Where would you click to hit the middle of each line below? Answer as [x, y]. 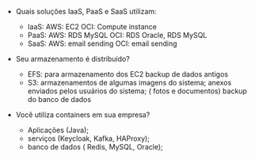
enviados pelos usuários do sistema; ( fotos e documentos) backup [137, 91]
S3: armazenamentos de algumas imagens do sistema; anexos [129, 83]
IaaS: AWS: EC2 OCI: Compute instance [92, 26]
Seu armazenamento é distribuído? [73, 59]
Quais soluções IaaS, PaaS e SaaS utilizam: [86, 11]
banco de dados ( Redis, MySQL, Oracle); [95, 147]
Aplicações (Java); [58, 130]
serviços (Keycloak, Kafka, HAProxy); [89, 138]
